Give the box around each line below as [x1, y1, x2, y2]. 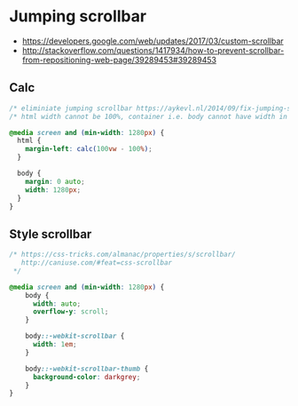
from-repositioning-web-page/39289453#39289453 [21, 54, 217, 65]
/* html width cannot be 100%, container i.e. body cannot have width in [9, 112, 288, 121]
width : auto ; [32, 299, 82, 308]
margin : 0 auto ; [25, 177, 86, 186]
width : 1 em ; [32, 340, 77, 349]
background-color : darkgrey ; [32, 372, 141, 381]
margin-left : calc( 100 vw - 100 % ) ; [25, 145, 153, 154]
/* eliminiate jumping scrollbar [9, 104, 133, 113]
